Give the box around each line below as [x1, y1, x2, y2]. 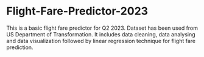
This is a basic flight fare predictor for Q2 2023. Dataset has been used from [6, 24, 199, 32]
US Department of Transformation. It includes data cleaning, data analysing [6, 30, 196, 38]
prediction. [6, 44, 33, 51]
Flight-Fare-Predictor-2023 [6, 4, 148, 18]
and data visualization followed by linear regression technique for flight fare [6, 37, 196, 44]
